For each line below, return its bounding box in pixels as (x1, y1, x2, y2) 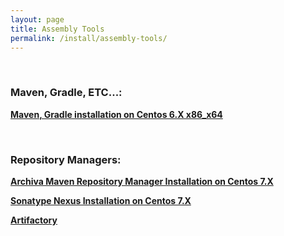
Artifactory (10, 214, 58, 226)
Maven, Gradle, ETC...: (10, 86, 123, 100)
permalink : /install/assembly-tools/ (10, 33, 168, 43)
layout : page (10, 14, 65, 25)
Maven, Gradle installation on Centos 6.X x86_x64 (10, 108, 223, 120)
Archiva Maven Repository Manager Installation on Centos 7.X (10, 175, 274, 187)
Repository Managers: (10, 152, 122, 166)
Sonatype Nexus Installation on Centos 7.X (10, 194, 192, 206)
